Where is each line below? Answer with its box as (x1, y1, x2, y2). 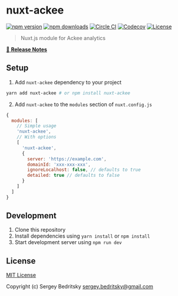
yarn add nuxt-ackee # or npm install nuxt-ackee (6, 90, 131, 96)
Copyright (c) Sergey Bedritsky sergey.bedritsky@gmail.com (6, 283, 153, 290)
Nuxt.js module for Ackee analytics (20, 34, 106, 41)
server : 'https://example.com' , (27, 156, 107, 162)
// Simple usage (17, 123, 57, 129)
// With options (17, 134, 57, 140)
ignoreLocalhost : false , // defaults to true (27, 167, 141, 173)
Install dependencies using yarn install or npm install (14, 232, 150, 239)
